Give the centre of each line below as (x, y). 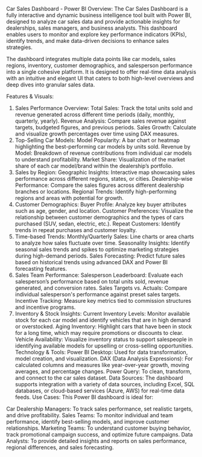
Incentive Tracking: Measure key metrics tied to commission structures (103, 301)
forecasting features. (41, 269)
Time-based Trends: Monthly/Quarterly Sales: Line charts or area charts (104, 236)
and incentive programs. (45, 307)
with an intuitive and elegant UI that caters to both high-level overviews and (100, 78)
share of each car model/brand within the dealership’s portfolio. (94, 166)
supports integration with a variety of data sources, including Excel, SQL (105, 384)
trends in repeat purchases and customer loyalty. (76, 230)
